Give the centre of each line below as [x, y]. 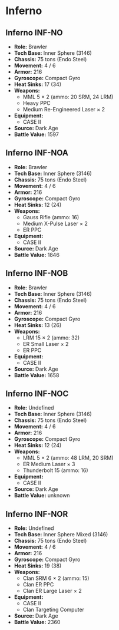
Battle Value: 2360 [37, 622]
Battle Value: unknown [42, 496]
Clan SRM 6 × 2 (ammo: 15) [56, 578]
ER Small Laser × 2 [46, 344]
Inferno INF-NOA [37, 153]
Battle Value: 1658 [37, 375]
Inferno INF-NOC [37, 394]
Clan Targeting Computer [54, 610]
